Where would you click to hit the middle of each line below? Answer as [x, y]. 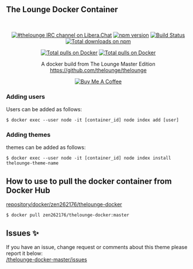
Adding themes [28, 135]
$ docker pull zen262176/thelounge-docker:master [68, 215]
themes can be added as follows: [46, 147]
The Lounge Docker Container [62, 10]
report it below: [24, 253]
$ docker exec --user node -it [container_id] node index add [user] [93, 120]
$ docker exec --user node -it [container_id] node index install [89, 158]
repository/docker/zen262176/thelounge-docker [64, 205]
